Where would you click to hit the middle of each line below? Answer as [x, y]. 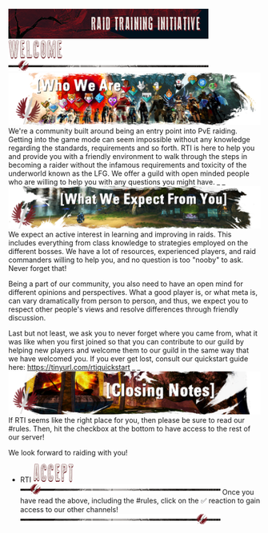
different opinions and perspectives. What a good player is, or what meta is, [133, 292]
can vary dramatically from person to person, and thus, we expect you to [128, 301]
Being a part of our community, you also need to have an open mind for [126, 284]
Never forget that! [38, 268]
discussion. [27, 318]
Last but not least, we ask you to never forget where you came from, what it [133, 333]
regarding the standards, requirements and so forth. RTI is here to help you [132, 148]
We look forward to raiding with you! [68, 453]
